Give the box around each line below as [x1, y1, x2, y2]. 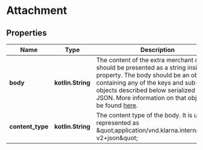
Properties [6, 28, 47, 38]
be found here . [96, 101, 138, 109]
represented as [96, 119, 140, 127]
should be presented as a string [96, 64, 186, 71]
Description [140, 46, 175, 54]
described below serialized [118, 86, 195, 94]
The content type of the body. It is [96, 111, 193, 119]
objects [96, 86, 118, 94]
